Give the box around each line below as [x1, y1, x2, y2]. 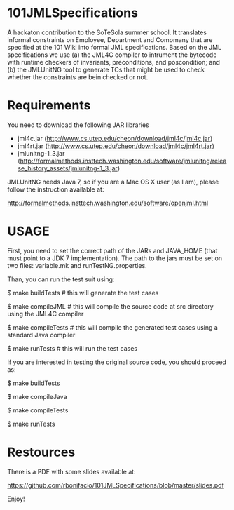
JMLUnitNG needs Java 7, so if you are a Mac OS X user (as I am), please [7, 177, 219, 186]
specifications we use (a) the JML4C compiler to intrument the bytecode [7, 51, 217, 59]
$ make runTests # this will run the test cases [7, 344, 138, 352]
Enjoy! [7, 495, 26, 503]
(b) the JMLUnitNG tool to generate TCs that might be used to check [7, 65, 205, 74]
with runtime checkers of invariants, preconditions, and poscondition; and [7, 58, 221, 66]
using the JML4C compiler [7, 309, 84, 318]
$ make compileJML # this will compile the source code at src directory [7, 302, 214, 310]
